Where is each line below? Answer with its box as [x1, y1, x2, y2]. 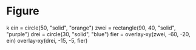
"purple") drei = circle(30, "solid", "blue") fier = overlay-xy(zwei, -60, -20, [6, 30, 191, 37]
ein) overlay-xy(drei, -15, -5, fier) [6, 37, 88, 44]
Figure [6, 4, 39, 18]
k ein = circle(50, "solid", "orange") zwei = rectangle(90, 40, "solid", [6, 24, 176, 31]
